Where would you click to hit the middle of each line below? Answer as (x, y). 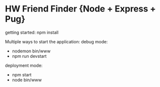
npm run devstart (29, 56)
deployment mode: (24, 65)
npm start (22, 75)
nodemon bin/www (31, 51)
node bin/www (27, 80)
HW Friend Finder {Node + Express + (80, 9)
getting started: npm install (32, 32)
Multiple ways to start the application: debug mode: (56, 41)
